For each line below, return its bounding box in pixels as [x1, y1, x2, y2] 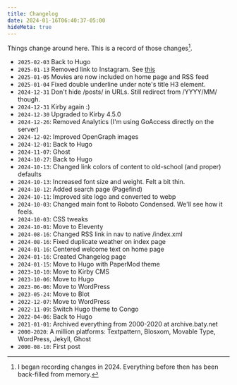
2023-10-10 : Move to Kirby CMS [17, 267, 110, 276]
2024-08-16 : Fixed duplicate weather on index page [17, 238, 166, 246]
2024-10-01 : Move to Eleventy [17, 223, 104, 231]
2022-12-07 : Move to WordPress [17, 298, 111, 306]
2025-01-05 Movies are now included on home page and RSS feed [17, 73, 209, 81]
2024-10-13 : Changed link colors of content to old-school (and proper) [17, 163, 221, 171]
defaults [17, 170, 42, 178]
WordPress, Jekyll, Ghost [17, 335, 92, 343]
